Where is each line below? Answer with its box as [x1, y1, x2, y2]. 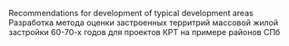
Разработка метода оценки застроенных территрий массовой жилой [8, 17, 279, 28]
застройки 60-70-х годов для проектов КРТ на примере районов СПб [8, 27, 281, 37]
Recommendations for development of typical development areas [8, 8, 254, 18]
